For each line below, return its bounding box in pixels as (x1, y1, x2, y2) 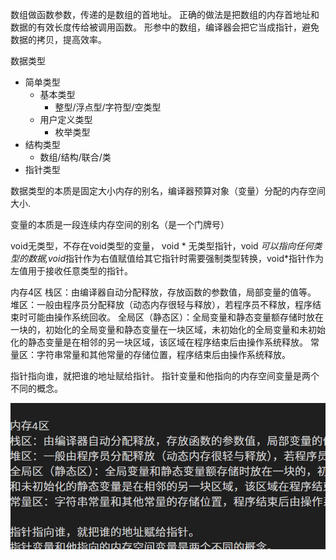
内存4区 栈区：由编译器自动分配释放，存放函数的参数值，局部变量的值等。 (10, 286, 317, 298)
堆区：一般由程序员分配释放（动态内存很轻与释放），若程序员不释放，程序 (10, 299, 313, 310)
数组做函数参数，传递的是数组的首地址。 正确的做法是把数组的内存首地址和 (10, 9, 320, 20)
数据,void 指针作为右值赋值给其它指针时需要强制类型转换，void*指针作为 (27, 253, 324, 264)
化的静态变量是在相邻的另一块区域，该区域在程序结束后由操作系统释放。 (10, 336, 308, 348)
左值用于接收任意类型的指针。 (10, 265, 133, 277)
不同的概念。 (10, 383, 63, 394)
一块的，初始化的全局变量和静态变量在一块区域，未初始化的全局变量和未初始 (10, 324, 326, 335)
